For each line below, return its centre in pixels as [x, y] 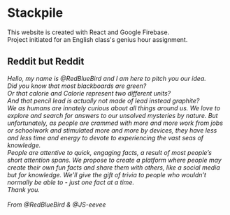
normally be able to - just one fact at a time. [71, 182]
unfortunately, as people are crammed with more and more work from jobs [115, 123]
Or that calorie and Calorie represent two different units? [89, 93]
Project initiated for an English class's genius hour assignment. [98, 39]
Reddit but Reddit [46, 62]
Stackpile [35, 13]
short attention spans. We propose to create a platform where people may [114, 160]
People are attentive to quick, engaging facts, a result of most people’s [109, 152]
